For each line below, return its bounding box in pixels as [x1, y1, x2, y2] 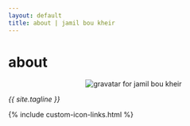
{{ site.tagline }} [8, 94, 60, 104]
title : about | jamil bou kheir [8, 19, 115, 27]
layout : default [8, 11, 62, 20]
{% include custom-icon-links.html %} [8, 110, 134, 120]
